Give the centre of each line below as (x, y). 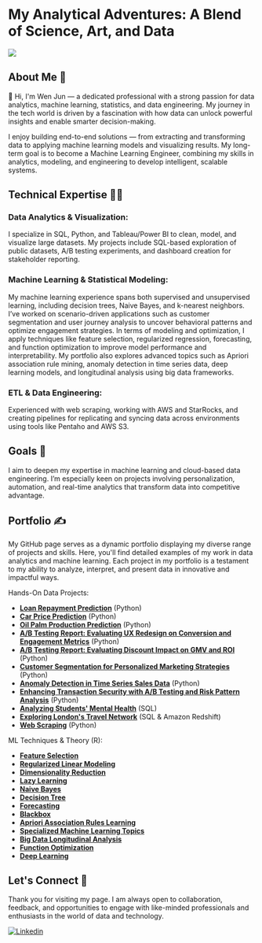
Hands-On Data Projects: (49, 593)
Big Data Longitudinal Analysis (71, 839)
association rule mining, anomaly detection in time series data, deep (118, 364)
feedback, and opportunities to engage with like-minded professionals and (129, 908)
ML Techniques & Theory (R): (56, 740)
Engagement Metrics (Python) (69, 641)
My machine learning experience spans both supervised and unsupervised (129, 297)
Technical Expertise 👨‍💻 (66, 195)
